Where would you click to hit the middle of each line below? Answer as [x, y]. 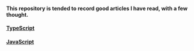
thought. [17, 14]
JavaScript [20, 42]
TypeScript [20, 28]
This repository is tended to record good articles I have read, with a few [97, 8]
